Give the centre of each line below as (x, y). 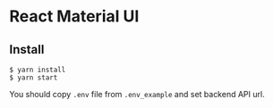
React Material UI (74, 17)
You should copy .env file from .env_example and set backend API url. (137, 94)
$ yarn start (34, 78)
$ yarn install (38, 70)
